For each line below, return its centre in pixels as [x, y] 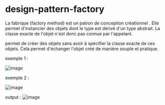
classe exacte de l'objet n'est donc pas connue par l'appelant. [69, 33]
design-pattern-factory [55, 9]
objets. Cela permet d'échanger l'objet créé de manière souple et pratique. [82, 48]
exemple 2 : [17, 77]
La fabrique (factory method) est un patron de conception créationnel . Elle [82, 23]
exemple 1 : [17, 58]
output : [13, 97]
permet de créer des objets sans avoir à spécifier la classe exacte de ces [80, 43]
